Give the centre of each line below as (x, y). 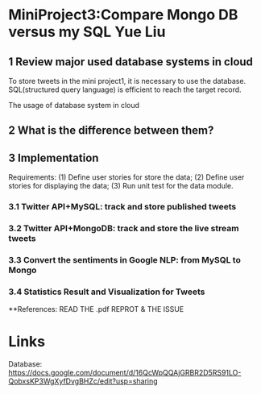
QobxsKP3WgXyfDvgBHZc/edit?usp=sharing (83, 381)
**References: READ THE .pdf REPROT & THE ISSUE (96, 309)
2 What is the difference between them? (111, 131)
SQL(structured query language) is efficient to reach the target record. (125, 89)
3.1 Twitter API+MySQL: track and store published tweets (122, 207)
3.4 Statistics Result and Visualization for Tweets (107, 292)
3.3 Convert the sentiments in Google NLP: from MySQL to (125, 259)
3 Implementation (54, 158)
